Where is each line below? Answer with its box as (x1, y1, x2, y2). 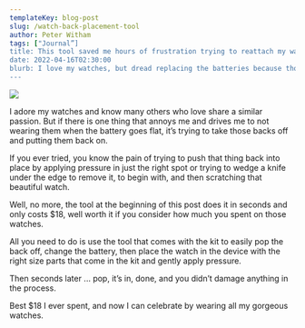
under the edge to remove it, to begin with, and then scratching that (9, 172, 262, 183)
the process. (9, 283, 56, 293)
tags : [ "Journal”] (9, 38, 79, 48)
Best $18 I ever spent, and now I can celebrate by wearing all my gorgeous (9, 300, 289, 311)
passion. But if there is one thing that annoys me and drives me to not (9, 115, 270, 126)
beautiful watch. (9, 181, 70, 192)
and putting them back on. (9, 134, 108, 145)
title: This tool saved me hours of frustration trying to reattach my (9, 47, 286, 56)
